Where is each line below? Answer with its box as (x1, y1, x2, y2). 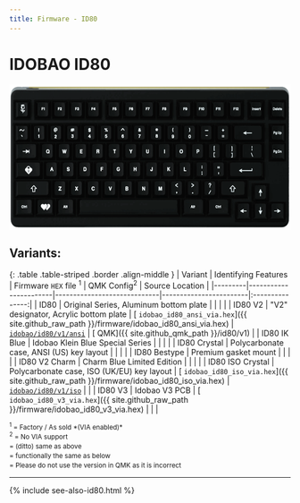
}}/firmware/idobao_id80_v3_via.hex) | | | (9, 404, 159, 415)
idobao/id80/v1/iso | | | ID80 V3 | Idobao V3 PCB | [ (9, 385, 201, 396)
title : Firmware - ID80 (9, 14, 98, 23)
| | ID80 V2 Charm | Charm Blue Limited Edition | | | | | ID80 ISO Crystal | (9, 356, 275, 367)
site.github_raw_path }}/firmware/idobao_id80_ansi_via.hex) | (9, 319, 234, 329)
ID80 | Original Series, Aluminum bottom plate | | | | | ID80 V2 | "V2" (38, 300, 288, 311)
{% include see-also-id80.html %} (9, 485, 136, 496)
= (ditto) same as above (9, 442, 82, 451)
